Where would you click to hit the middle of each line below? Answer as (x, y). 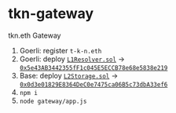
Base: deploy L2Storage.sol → (69, 75)
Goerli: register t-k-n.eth (60, 50)
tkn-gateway (51, 14)
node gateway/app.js (53, 101)
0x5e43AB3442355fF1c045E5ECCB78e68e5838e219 (93, 67)
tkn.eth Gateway (35, 35)
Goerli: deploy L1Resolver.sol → (72, 59)
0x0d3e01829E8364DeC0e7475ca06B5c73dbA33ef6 (93, 84)
